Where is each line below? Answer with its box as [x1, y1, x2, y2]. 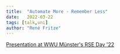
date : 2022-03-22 [6, 14, 54, 20]
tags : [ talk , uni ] [6, 19, 48, 25]
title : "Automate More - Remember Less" [6, 8, 108, 15]
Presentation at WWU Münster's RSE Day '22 [6, 41, 115, 48]
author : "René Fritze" [6, 25, 61, 31]
